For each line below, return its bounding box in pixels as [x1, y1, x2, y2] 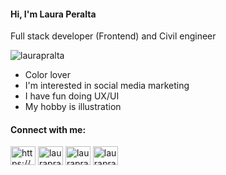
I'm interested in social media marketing [24, 80, 190, 92]
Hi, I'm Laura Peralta [10, 8, 97, 20]
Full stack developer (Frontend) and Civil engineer [10, 30, 217, 42]
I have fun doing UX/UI [24, 90, 120, 102]
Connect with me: [10, 123, 87, 135]
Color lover [24, 69, 71, 81]
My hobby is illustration [24, 101, 122, 113]
